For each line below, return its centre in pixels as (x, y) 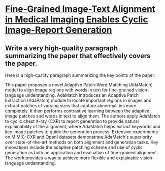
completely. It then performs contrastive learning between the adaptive (77, 111)
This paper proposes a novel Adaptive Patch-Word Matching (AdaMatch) (79, 85)
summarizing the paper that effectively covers (78, 56)
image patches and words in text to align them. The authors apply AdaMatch (82, 116)
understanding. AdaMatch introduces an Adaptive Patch (82, 95)
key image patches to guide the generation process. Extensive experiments (82, 132)
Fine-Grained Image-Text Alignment (80, 9)
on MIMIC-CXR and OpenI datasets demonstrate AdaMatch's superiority (79, 137)
